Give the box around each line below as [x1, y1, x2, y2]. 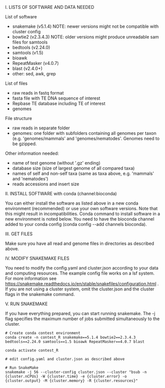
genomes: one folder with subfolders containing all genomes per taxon [12, 130, 157, 136]
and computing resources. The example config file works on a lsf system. [5, 270, 155, 276]
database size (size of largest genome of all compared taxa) [12, 166, 135, 171]
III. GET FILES [5, 231, 33, 237]
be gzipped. [12, 141, 37, 147]
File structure [5, 115, 32, 121]
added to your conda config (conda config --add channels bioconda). [5, 222, 147, 227]
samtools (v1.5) [12, 50, 43, 55]
